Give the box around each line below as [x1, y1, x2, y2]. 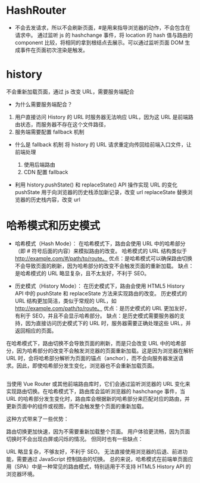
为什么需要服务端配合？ [14, 101, 73, 108]
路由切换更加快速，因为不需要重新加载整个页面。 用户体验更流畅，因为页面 [6, 428, 190, 435]
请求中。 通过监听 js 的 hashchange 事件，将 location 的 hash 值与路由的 [14, 31, 193, 39]
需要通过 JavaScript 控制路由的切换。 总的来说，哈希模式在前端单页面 [16, 456, 189, 463]
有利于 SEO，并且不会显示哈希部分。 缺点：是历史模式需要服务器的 [14, 312, 180, 319]
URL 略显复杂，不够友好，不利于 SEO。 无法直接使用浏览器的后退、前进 [6, 448, 183, 456]
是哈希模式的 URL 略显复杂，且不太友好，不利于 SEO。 [14, 269, 150, 277]
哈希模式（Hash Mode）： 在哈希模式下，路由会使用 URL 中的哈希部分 [14, 239, 186, 247]
